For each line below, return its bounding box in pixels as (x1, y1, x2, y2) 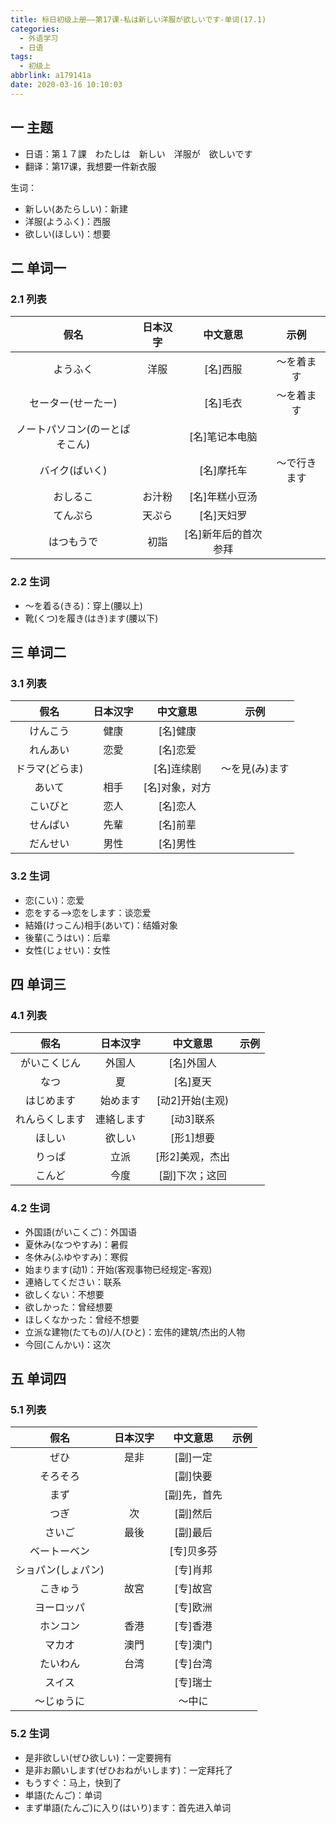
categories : (10, 24, 60, 34)
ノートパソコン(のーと (16, 422, 121, 436)
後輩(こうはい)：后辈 (24, 931, 112, 943)
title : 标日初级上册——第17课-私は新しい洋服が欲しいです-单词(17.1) (10, 14, 267, 25)
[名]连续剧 (153, 762, 202, 776)
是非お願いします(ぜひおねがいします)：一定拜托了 (24, 1764, 234, 1776)
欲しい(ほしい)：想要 (24, 227, 112, 240)
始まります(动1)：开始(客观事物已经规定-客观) (24, 1263, 213, 1275)
